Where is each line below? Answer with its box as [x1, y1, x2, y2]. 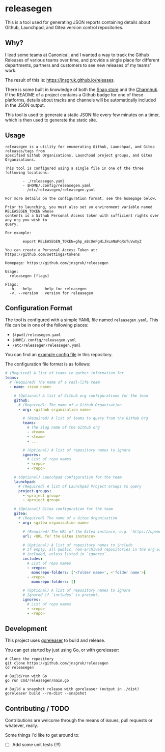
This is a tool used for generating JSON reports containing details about [5, 19, 151, 25]
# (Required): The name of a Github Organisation [18, 402, 122, 407]
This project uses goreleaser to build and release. [5, 637, 106, 643]
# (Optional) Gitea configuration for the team [14, 507, 113, 511]
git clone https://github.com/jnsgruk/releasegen [5, 661, 109, 666]
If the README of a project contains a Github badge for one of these [5, 91, 143, 97]
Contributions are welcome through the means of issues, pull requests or [5, 718, 153, 723]
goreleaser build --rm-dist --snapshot [5, 691, 87, 696]
